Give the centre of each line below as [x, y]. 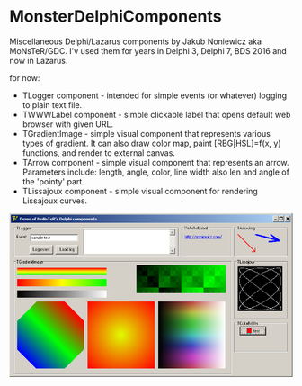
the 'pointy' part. [53, 181]
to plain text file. [52, 104]
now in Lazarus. [39, 60]
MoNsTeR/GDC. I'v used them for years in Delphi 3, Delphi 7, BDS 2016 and [148, 50]
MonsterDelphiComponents [115, 17]
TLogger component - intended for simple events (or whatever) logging [155, 95]
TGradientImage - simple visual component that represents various [147, 133]
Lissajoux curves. [55, 201]
